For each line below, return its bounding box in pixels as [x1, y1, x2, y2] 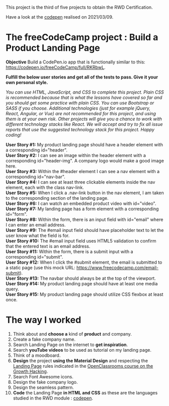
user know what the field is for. [6, 232, 70, 238]
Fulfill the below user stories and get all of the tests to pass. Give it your [6, 74, 158, 80]
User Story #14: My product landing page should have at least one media [6, 280, 158, 286]
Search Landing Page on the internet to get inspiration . [13, 342, 128, 348]
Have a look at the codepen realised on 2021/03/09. [6, 14, 114, 20]
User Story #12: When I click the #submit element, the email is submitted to [6, 259, 162, 265]
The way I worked [6, 314, 81, 326]
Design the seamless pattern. [13, 384, 74, 390]
